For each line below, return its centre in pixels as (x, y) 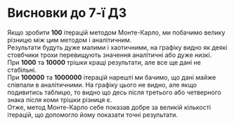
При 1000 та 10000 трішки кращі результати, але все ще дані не (104, 62)
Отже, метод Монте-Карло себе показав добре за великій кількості (109, 107)
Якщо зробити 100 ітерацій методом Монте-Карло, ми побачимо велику (116, 32)
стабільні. (22, 70)
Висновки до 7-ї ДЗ (67, 13)
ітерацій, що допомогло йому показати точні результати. (92, 115)
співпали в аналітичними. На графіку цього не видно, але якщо (102, 84)
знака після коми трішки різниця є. (60, 99)
